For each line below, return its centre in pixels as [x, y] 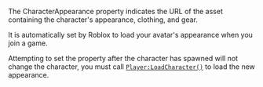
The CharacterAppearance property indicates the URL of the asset [116, 11]
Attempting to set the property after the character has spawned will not [123, 58]
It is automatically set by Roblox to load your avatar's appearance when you [131, 35]
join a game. [28, 43]
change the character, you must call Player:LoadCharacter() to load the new [131, 67]
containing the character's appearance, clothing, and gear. [103, 20]
